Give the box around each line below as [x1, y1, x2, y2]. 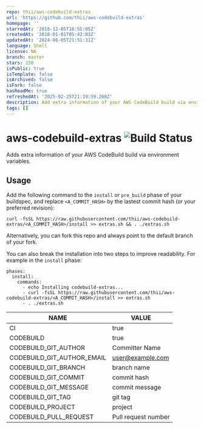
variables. [6, 157, 31, 165]
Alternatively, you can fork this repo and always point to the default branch [6, 232, 193, 239]
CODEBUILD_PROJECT [9, 403, 76, 411]
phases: [6, 269, 26, 275]
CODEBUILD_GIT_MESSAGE [9, 383, 89, 392]
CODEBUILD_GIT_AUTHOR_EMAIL [9, 354, 107, 362]
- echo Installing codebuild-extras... [22, 284, 123, 290]
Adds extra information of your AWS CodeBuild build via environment [6, 151, 179, 159]
